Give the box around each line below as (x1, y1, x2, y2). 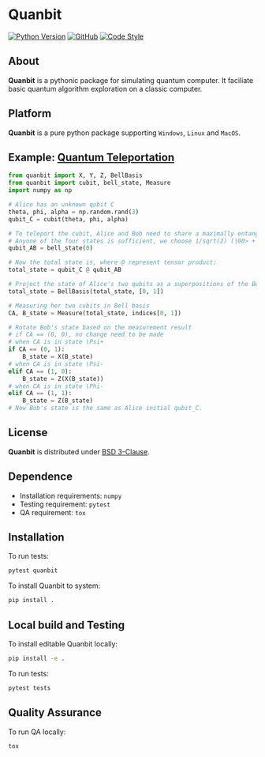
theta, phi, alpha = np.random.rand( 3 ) (8, 208, 140, 216)
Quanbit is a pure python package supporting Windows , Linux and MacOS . (8, 128, 241, 137)
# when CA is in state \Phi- (8, 382, 104, 390)
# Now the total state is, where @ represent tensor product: (8, 258, 217, 266)
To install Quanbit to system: (8, 581, 101, 590)
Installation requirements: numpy (19, 491, 122, 500)
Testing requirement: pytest (19, 499, 110, 509)
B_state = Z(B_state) (22, 397, 93, 405)
